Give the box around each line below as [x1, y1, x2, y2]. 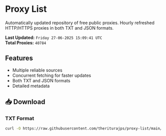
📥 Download [5, 98, 45, 106]
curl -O [5, 126, 21, 131]
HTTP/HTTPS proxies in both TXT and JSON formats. [5, 25, 114, 31]
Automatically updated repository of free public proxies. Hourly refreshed [5, 20, 155, 26]
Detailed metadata [12, 83, 50, 89]
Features [5, 54, 33, 63]
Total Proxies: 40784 [5, 39, 46, 45]
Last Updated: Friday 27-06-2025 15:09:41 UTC [5, 34, 102, 40]
